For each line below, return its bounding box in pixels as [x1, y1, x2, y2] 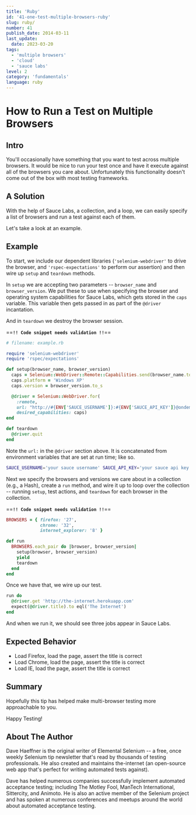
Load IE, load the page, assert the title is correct [14, 664, 130, 671]
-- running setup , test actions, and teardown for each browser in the [6, 487, 168, 495]
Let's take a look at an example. [6, 224, 82, 231]
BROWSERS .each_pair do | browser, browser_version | [11, 544, 137, 550]
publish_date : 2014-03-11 [6, 30, 69, 36]
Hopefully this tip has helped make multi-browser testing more [6, 697, 156, 704]
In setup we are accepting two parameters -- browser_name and [6, 281, 157, 288]
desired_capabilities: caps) [16, 410, 87, 416]
